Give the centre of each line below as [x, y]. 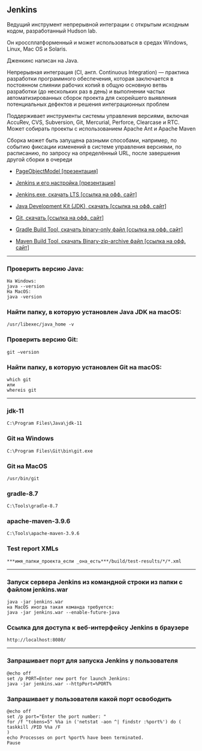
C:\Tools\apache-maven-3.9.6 [43, 534]
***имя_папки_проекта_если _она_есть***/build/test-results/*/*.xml [94, 561]
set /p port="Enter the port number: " [57, 716]
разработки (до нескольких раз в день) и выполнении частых [86, 91]
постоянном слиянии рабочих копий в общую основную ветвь [87, 85]
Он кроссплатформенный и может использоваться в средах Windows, [97, 42]
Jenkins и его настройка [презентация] [66, 182]
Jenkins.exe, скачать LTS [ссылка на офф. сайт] [76, 194]
